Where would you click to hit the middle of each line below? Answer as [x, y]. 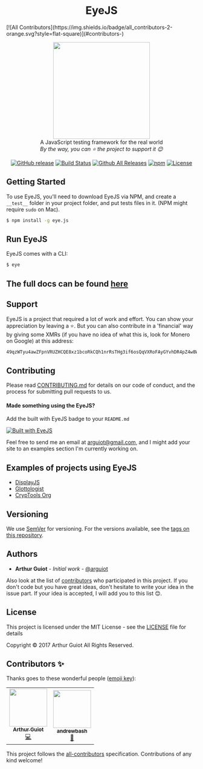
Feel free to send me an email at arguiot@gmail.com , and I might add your [98, 443]
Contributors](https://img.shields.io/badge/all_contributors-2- [96, 27]
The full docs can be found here [67, 284]
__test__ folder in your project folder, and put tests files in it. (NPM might [97, 203]
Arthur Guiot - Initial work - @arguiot [62, 568]
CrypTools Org [33, 495]
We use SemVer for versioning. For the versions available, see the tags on [98, 529]
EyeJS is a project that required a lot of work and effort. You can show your [100, 319]
